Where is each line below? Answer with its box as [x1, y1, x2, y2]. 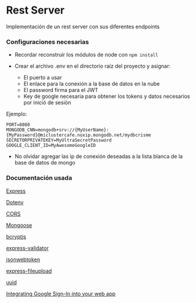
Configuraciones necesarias [6, 38, 89, 46]
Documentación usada [6, 174, 72, 182]
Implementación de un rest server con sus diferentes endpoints [6, 23, 160, 30]
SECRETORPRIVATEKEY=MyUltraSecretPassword [6, 137, 112, 143]
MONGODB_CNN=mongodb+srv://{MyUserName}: [6, 127, 109, 133]
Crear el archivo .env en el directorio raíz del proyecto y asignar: [14, 62, 171, 70]
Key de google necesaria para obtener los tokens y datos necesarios [23, 93, 190, 100]
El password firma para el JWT [23, 87, 98, 94]
